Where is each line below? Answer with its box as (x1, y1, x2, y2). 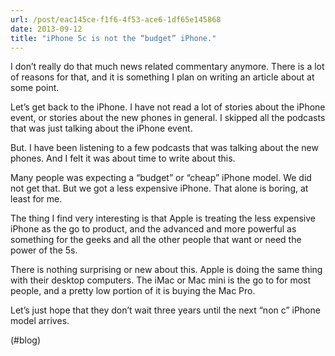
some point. (10, 82, 60, 94)
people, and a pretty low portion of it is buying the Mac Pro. (10, 285, 256, 297)
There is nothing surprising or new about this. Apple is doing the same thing (10, 264, 323, 276)
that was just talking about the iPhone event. (10, 122, 193, 135)
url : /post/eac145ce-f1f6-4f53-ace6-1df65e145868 (10, 14, 222, 25)
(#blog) (10, 334, 42, 346)
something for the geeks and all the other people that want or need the (10, 234, 302, 246)
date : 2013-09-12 (10, 24, 83, 34)
